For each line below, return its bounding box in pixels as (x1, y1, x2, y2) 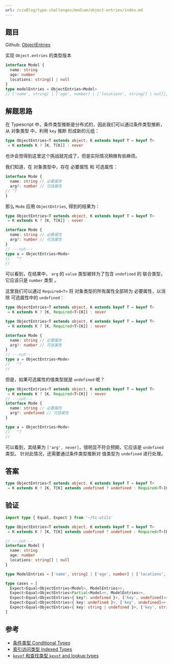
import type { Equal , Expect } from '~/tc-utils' (5, 515, 114, 520)
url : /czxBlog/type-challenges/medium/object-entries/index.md (5, 7, 143, 13)
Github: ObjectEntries (5, 42, 51, 48)
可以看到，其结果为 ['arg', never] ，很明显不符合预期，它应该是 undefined (5, 444, 164, 450)
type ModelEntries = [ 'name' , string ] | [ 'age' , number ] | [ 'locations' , (5, 571, 166, 577)
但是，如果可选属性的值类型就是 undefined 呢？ (5, 376, 105, 382)
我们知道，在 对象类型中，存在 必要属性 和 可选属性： (5, 164, 118, 170)
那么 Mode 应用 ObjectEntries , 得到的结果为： (5, 203, 100, 209)
